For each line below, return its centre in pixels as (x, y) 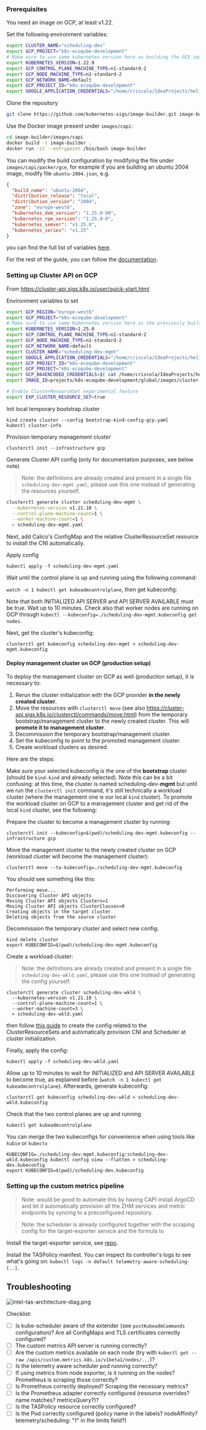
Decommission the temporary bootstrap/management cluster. (93, 734)
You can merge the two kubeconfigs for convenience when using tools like (101, 1137)
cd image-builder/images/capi (45, 137)
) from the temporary (161, 715)
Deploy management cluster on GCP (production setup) (79, 663)
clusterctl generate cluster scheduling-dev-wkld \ (74, 993)
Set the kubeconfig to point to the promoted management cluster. (98, 740)
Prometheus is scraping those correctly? (67, 1380)
